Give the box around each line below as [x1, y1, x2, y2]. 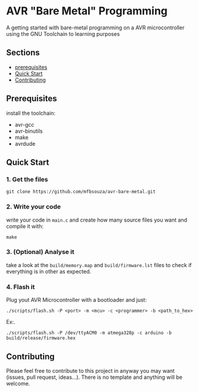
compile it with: [6, 222, 43, 229]
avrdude [14, 140, 36, 147]
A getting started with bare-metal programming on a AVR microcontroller [6, 24, 185, 31]
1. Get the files [6, 175, 49, 183]
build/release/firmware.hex [6, 335, 76, 341]
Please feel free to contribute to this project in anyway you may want [6, 367, 175, 374]
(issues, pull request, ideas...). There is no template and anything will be [6, 373, 183, 381]
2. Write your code [6, 203, 61, 211]
